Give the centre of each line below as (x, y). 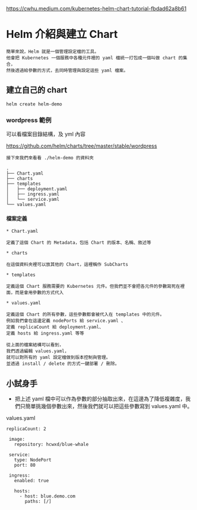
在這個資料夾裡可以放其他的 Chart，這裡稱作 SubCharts (67, 265)
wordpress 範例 (29, 120)
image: (17, 440)
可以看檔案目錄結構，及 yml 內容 (46, 134)
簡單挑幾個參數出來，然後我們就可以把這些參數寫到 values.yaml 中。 (109, 406)
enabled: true (31, 481)
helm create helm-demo (34, 104)
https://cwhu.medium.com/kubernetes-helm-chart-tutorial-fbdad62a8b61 (96, 9)
